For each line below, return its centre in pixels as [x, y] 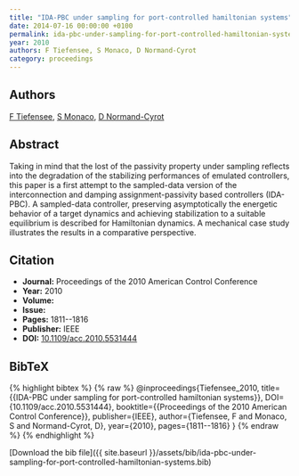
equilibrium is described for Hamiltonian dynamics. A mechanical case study [149, 223]
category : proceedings [51, 59]
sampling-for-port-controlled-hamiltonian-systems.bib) [110, 462]
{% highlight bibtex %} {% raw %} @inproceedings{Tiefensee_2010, [134, 388]
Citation [32, 261]
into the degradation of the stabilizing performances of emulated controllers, [149, 176]
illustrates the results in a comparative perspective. [103, 232]
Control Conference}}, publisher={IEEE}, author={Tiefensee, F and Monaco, [148, 416]
